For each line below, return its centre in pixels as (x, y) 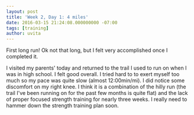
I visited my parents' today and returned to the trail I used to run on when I (96, 68)
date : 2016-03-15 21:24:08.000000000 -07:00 (62, 22)
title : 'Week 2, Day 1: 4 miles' (47, 17)
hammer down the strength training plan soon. (63, 106)
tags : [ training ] (28, 28)
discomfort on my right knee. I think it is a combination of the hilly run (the (96, 87)
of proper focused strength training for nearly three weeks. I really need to (97, 99)
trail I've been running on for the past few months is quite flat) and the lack (97, 93)
